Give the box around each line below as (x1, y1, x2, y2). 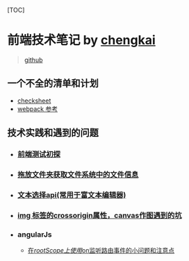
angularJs (17, 229, 52, 239)
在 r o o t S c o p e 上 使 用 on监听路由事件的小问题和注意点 (27, 246, 175, 255)
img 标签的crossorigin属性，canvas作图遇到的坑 (17, 210, 182, 220)
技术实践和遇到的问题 (7, 127, 99, 139)
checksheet (17, 96, 51, 105)
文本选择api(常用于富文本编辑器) (17, 190, 126, 200)
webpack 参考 (17, 104, 58, 113)
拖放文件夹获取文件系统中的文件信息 (17, 169, 139, 179)
